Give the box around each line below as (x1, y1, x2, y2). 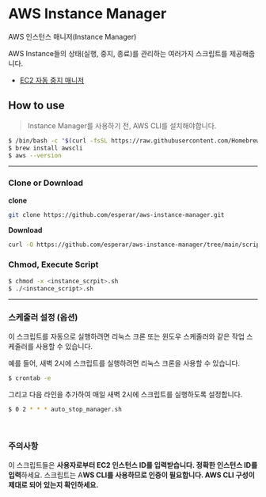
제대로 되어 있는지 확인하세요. (8, 480, 99, 489)
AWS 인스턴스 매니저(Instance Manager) (8, 32, 137, 41)
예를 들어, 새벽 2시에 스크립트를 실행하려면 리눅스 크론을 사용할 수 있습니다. (8, 358, 241, 368)
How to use (8, 99, 65, 112)
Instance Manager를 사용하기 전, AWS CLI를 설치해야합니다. (27, 120, 217, 131)
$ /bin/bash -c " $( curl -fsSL (8, 136, 108, 145)
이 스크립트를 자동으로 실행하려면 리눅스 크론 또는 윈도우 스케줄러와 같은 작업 (8, 332, 245, 341)
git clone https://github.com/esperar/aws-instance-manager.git (8, 211, 225, 218)
